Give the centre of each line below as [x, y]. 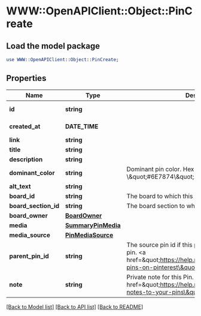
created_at [25, 126]
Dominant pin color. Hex [160, 169]
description [26, 159]
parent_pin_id [29, 256]
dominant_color [32, 173]
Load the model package [53, 46]
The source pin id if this [159, 245]
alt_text [20, 186]
